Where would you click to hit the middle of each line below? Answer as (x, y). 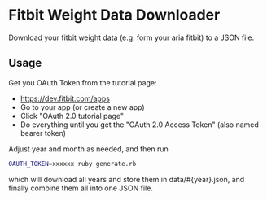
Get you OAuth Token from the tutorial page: (83, 82)
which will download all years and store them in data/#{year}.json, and (127, 179)
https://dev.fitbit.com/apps (65, 98)
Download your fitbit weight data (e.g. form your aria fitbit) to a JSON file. (131, 37)
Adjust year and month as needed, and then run (88, 149)
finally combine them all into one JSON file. (81, 188)
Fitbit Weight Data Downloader (114, 15)
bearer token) (43, 133)
